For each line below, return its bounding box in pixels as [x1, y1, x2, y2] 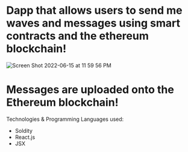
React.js [14, 133, 36, 141]
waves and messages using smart [6, 16, 181, 30]
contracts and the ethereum [6, 29, 149, 43]
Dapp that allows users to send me [6, 4, 183, 17]
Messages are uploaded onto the [6, 83, 175, 97]
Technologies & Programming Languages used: [6, 115, 124, 123]
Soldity [14, 127, 33, 134]
